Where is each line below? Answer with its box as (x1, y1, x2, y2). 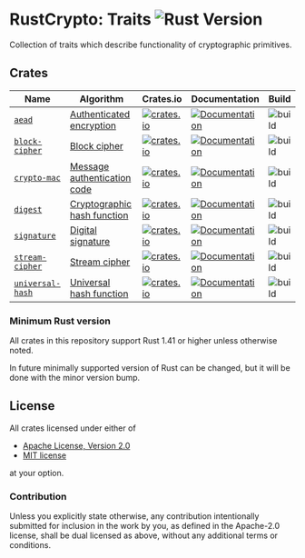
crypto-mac (14, 173, 61, 183)
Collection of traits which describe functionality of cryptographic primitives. (9, 39, 292, 50)
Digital (69, 224, 97, 236)
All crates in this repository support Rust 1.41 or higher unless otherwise (9, 335, 278, 346)
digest (14, 204, 43, 214)
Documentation (191, 92, 261, 105)
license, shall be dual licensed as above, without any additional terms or (9, 530, 279, 541)
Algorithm (79, 92, 124, 105)
